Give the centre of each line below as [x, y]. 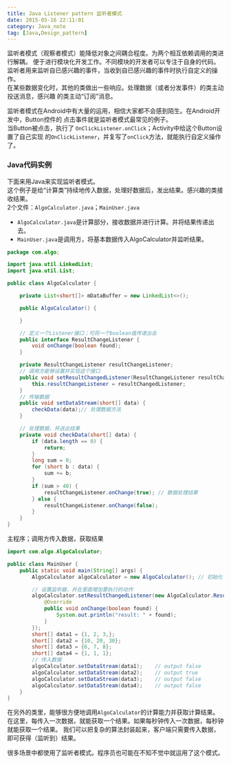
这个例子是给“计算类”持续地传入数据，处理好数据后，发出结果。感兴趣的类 [112, 190]
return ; [55, 448]
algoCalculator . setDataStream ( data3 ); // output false [117, 679]
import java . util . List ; [41, 271]
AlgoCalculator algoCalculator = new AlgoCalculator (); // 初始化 [128, 577]
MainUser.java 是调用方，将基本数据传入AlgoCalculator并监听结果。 [112, 239]
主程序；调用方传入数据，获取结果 [55, 539]
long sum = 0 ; [52, 460]
